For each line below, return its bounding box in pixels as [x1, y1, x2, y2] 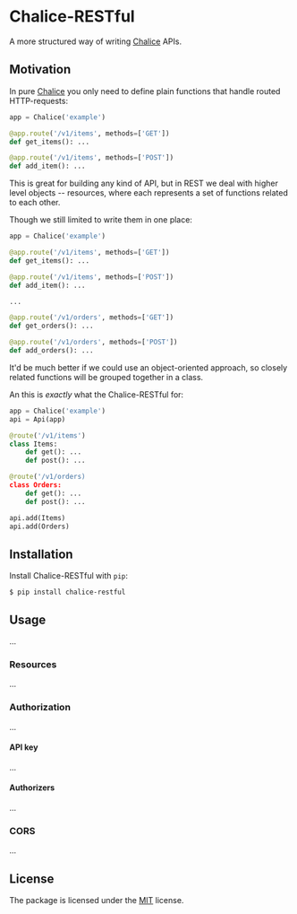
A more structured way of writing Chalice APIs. [9, 36, 182, 47]
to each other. [9, 197, 61, 208]
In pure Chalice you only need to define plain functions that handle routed [9, 85, 281, 96]
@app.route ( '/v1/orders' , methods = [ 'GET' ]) [9, 313, 174, 322]
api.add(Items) [9, 513, 66, 522]
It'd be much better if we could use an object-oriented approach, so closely [9, 361, 288, 373]
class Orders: [9, 481, 63, 490]
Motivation [9, 62, 72, 77]
